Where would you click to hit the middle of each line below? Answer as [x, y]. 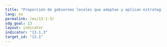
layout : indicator [24, 28]
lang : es [14, 14]
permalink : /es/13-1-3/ [30, 19]
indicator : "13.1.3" [27, 32]
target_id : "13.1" [24, 37]
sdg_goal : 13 [19, 23]
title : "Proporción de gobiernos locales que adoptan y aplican [73, 10]
